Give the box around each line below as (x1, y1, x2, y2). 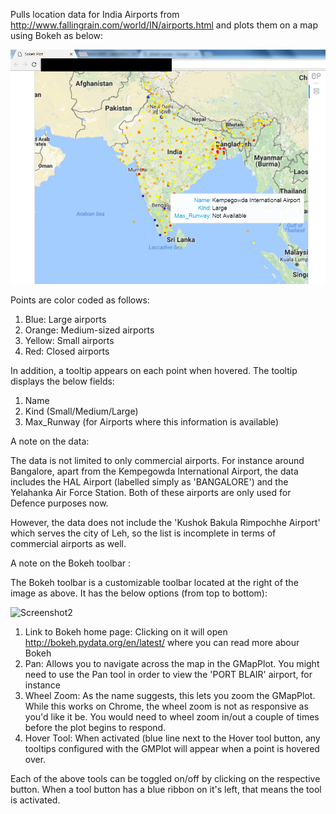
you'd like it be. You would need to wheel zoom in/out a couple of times (24, 710, 320, 723)
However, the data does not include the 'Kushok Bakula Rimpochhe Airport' (10, 516, 321, 528)
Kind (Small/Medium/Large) (24, 405, 139, 417)
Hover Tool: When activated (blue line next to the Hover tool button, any (24, 732, 321, 744)
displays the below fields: (10, 375, 115, 387)
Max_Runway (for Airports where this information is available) (24, 415, 279, 428)
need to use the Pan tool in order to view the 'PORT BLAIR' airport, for (24, 668, 313, 680)
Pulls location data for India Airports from (10, 9, 180, 20)
